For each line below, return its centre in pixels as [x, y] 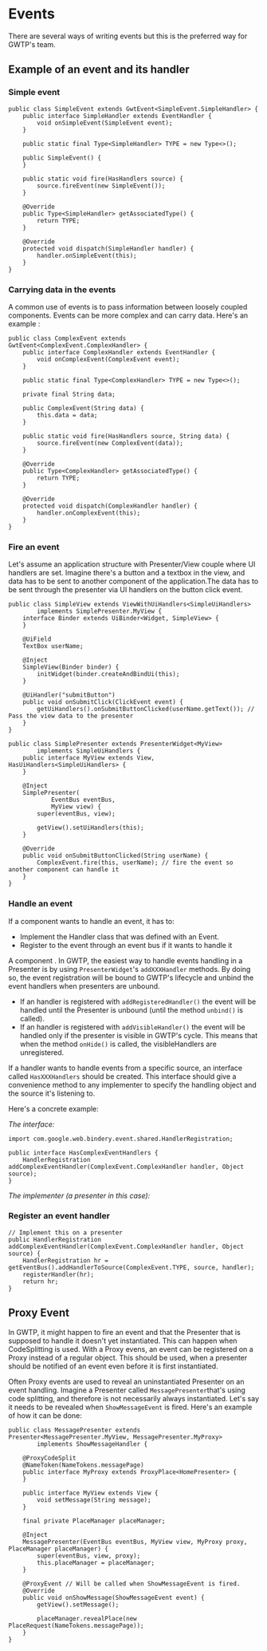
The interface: [31, 1124]
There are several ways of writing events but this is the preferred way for [128, 36]
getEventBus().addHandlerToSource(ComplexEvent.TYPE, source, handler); [132, 1267]
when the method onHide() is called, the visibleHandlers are [118, 1044]
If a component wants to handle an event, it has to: [91, 921]
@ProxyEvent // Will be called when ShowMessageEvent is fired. [132, 1584]
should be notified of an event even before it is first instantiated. [113, 1366]
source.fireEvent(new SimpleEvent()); [101, 186]
